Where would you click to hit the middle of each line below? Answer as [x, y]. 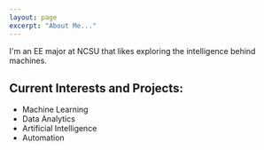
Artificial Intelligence [59, 129]
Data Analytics [48, 119]
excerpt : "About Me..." [53, 26]
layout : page [33, 17]
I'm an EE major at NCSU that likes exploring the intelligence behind [132, 51]
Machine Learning [55, 110]
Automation [43, 138]
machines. [28, 60]
